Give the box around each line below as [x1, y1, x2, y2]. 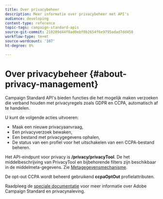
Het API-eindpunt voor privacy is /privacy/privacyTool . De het [5, 154, 130, 160]
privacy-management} [5, 79, 98, 90]
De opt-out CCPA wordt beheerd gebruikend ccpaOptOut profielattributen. [5, 173, 155, 180]
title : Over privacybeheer [5, 7, 60, 12]
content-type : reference [5, 20, 55, 26]
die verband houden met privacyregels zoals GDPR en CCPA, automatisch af [5, 100, 158, 106]
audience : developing [5, 16, 49, 21]
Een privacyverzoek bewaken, [12, 129, 73, 135]
